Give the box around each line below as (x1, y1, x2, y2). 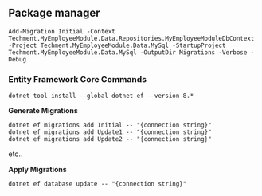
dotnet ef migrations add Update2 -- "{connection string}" (8, 135, 213, 143)
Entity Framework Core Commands (8, 73, 147, 84)
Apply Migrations (8, 165, 68, 174)
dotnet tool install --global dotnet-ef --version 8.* (8, 92, 194, 100)
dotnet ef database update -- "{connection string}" (8, 180, 187, 188)
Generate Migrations (8, 106, 78, 116)
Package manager (8, 6, 100, 20)
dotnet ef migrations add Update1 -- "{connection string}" (8, 128, 213, 136)
